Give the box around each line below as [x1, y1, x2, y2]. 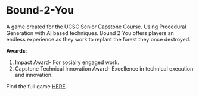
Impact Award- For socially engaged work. [14, 59, 119, 66]
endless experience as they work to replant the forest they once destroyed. [6, 36, 191, 43]
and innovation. [14, 71, 53, 78]
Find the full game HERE [6, 82, 66, 89]
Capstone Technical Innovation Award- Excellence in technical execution [14, 65, 194, 72]
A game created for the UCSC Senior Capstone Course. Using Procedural [6, 23, 186, 30]
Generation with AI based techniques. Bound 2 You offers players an [6, 29, 175, 36]
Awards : [6, 47, 27, 54]
